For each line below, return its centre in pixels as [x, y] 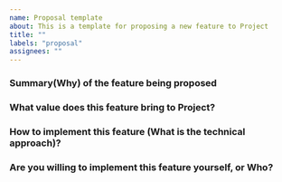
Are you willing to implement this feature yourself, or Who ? [141, 167]
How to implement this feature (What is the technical [127, 131]
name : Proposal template [56, 18]
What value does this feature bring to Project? [112, 107]
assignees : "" [36, 52]
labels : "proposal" [46, 43]
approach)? [35, 143]
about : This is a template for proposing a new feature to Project [139, 26]
